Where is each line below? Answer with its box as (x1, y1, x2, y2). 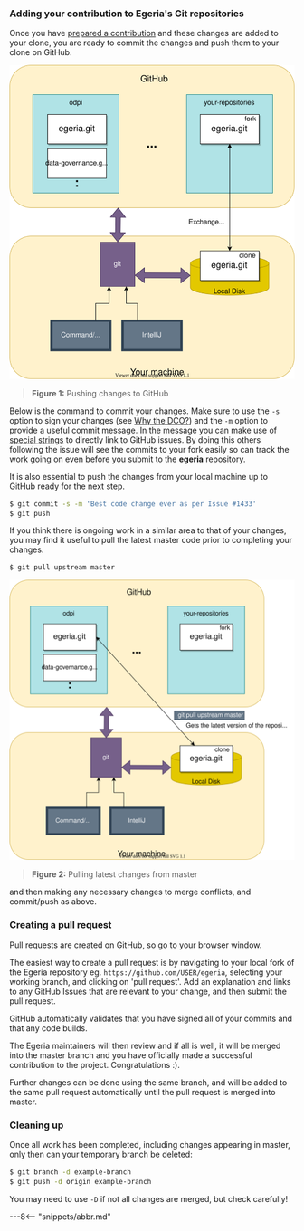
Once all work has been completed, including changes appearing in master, (9, 1140, 291, 1150)
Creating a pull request (9, 919, 112, 931)
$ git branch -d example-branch (9, 1168, 131, 1177)
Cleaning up (9, 1119, 64, 1131)
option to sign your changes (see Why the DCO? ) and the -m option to (9, 415, 269, 425)
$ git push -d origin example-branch (9, 1177, 152, 1186)
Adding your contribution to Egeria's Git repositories (9, 7, 244, 20)
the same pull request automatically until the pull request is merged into (9, 1086, 276, 1097)
